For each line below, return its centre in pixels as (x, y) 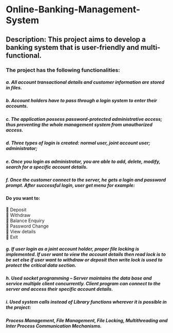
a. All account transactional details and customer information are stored (85, 82)
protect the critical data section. (41, 265)
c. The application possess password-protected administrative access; (84, 119)
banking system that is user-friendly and (72, 47)
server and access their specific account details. (60, 289)
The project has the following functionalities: (63, 70)
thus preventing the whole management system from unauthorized (79, 124)
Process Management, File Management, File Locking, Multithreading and (87, 320)
